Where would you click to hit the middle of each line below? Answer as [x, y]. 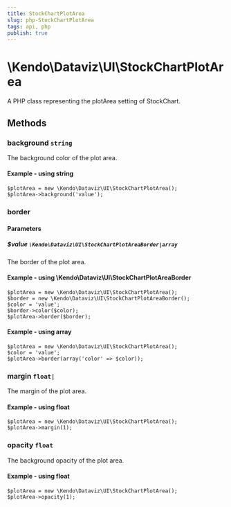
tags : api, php [29, 26]
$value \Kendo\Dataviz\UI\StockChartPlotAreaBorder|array [92, 244]
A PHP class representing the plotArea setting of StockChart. [94, 101]
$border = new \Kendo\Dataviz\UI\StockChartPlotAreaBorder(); [99, 298]
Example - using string [40, 173]
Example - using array [39, 332]
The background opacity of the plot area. [66, 460]
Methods [27, 123]
